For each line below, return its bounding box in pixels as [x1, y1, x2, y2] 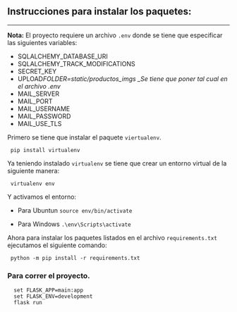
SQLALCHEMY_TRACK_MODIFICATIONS [17, 59, 135, 68]
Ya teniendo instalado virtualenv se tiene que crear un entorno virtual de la [7, 158, 227, 168]
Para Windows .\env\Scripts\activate [17, 220, 132, 228]
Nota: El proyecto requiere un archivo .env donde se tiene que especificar [7, 31, 223, 39]
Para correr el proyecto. [7, 270, 90, 280]
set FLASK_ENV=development [13, 293, 93, 300]
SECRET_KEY [17, 67, 57, 75]
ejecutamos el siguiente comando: [7, 241, 107, 249]
